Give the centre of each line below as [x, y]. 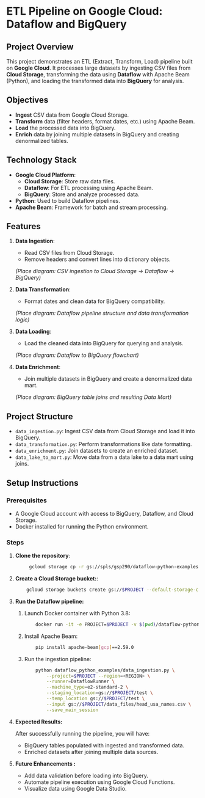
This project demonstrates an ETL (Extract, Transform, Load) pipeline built [99, 61]
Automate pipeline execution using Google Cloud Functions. [99, 782]
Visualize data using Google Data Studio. [75, 788]
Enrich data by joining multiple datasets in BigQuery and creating [97, 134]
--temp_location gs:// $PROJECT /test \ [95, 699]
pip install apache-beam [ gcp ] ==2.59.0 [85, 647]
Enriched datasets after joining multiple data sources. [91, 752]
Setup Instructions [42, 483]
